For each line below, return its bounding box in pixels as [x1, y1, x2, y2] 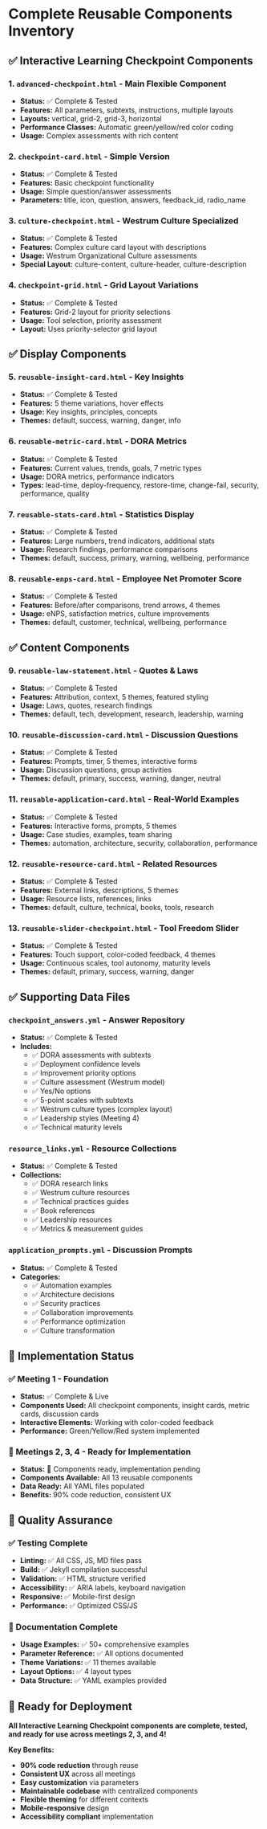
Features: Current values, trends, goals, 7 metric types [19, 463, 202, 472]
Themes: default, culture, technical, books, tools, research [19, 902, 215, 912]
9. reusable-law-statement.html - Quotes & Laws [8, 664, 199, 676]
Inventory [8, 22, 75, 40]
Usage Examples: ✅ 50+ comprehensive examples [19, 1639, 190, 1649]
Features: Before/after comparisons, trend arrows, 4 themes [19, 600, 220, 610]
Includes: [19, 1041, 52, 1051]
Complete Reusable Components [8, 5, 233, 23]
